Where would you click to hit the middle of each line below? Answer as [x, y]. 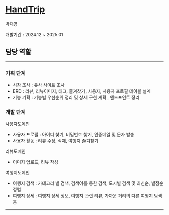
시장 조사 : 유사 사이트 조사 [39, 85]
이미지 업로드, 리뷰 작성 [35, 162]
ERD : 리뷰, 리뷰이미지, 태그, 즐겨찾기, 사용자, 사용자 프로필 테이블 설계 [81, 91]
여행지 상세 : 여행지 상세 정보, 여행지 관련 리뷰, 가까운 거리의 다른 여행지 [83, 196]
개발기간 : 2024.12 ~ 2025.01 [34, 34]
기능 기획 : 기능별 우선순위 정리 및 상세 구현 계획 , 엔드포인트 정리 [76, 98]
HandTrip [25, 9]
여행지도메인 [18, 173]
